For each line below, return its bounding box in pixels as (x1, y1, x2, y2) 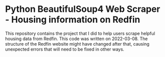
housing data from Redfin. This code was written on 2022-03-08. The (5, 36, 148, 42)
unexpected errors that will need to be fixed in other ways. (5, 46, 125, 52)
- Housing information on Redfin (5, 14, 140, 25)
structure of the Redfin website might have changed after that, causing (5, 41, 150, 47)
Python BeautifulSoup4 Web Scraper (5, 3, 161, 15)
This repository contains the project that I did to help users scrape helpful (5, 30, 155, 36)
